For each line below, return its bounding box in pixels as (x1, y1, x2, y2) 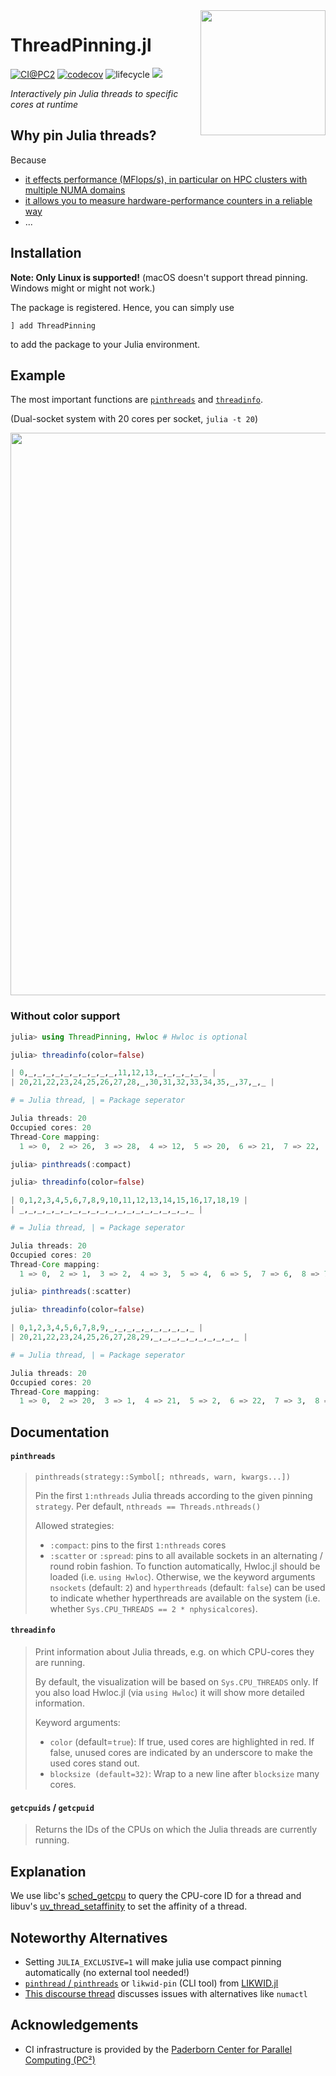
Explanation (10, 1863, 87, 1880)
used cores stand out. (49, 1757, 140, 1769)
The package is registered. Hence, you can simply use (10, 301, 235, 313)
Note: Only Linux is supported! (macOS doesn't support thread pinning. (10, 271, 308, 283)
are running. (34, 1657, 86, 1669)
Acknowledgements (10, 2017, 139, 2034)
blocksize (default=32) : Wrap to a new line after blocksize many (49, 1768, 320, 1780)
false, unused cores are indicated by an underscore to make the (49, 1747, 313, 1759)
